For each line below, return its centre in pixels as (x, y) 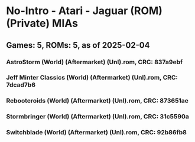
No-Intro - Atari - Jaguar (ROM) (84, 11)
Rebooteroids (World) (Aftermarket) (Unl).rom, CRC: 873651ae (97, 101)
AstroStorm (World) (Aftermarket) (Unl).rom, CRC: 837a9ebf (95, 62)
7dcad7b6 (21, 85)
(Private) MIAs (42, 23)
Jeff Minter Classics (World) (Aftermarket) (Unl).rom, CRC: (92, 78)
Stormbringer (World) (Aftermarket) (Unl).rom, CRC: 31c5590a (97, 117)
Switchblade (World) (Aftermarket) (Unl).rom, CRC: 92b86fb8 (97, 133)
